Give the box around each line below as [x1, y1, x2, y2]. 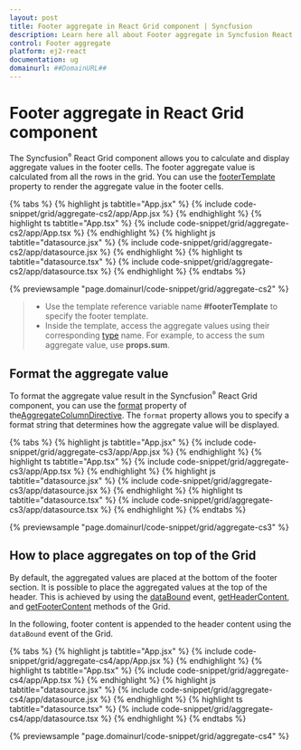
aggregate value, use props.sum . [44, 340, 170, 351]
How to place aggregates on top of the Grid [9, 548, 257, 563]
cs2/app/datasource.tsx [9, 266, 99, 277]
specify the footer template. [44, 311, 149, 322]
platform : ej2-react [9, 47, 88, 56]
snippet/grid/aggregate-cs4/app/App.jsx [9, 655, 161, 666]
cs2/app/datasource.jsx [9, 246, 98, 258]
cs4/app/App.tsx [9, 674, 72, 685]
